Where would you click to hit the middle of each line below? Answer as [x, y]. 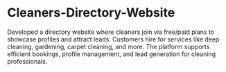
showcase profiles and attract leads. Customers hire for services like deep [113, 39]
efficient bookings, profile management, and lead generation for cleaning [112, 54]
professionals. [27, 61]
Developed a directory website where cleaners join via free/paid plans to [111, 32]
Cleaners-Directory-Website [91, 13]
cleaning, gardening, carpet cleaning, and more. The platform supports [108, 46]
